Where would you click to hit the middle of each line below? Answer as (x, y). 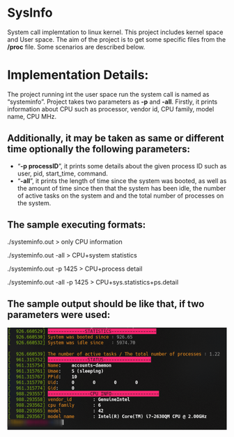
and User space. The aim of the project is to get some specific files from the (117, 39)
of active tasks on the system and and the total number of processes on (120, 196)
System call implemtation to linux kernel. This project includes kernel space (115, 32)
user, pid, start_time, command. (62, 173)
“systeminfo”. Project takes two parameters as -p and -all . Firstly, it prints (112, 102)
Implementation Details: (78, 75)
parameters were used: (59, 315)
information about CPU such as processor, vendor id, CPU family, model (111, 109)
